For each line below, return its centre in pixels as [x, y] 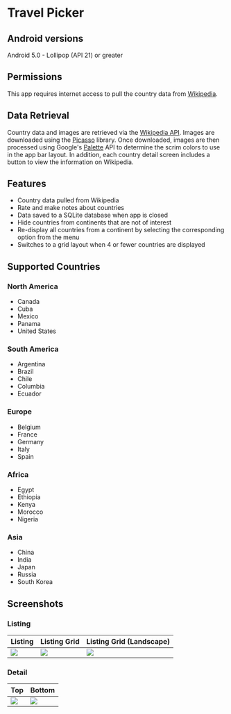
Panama [29, 324]
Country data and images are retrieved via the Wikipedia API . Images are [111, 132]
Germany [30, 441]
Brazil [25, 372]
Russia [27, 574]
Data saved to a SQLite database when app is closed [93, 215]
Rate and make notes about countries [71, 208]
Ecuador [29, 393]
